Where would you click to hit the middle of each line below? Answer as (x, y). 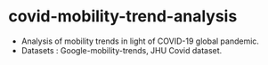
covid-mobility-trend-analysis (123, 16)
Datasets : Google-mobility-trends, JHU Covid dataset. (122, 50)
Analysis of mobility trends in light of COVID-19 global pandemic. (140, 41)
